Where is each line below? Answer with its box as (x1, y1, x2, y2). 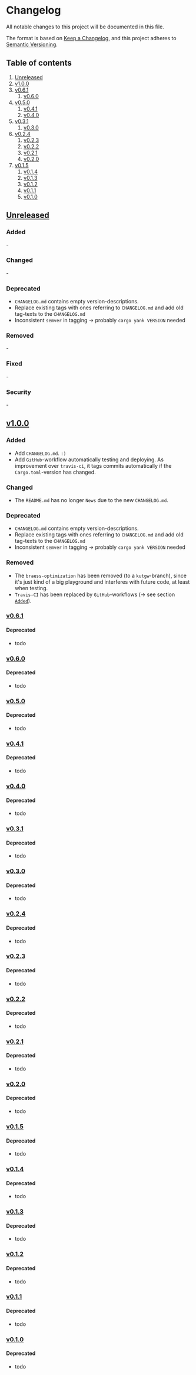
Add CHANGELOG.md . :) (14, 449, 67, 457)
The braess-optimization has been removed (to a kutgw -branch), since (14, 572, 187, 579)
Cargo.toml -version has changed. (14, 468, 96, 475)
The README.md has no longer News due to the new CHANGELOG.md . (14, 496, 169, 503)
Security (6, 388, 31, 396)
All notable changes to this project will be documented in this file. (6, 23, 165, 30)
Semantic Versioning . (6, 41, 58, 48)
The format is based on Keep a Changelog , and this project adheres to (6, 34, 177, 41)
